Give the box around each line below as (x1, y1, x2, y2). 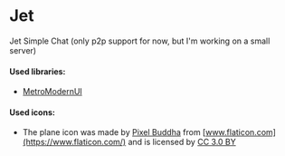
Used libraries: (9, 65, 66, 77)
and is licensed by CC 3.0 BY (128, 137, 237, 148)
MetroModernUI (22, 86, 83, 97)
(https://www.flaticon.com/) (22, 137, 127, 148)
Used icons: (9, 106, 56, 118)
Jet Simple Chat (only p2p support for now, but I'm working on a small (9, 35, 271, 46)
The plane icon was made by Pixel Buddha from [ (22, 127, 206, 138)
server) (9, 44, 37, 55)
